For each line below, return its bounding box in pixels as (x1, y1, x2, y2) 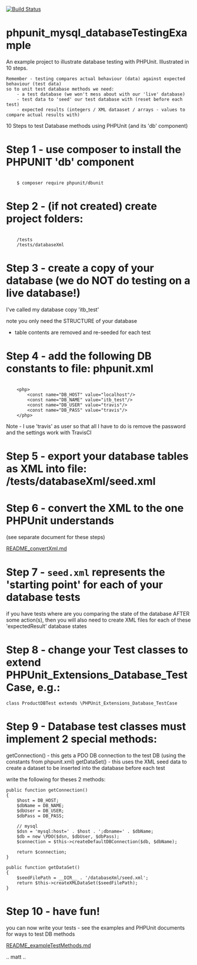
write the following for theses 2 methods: (6, 775, 106, 783)
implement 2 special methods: (6, 732, 158, 745)
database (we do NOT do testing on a (6, 274, 191, 287)
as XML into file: (6, 462, 87, 475)
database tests (6, 591, 81, 604)
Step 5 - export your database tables (6, 450, 189, 462)
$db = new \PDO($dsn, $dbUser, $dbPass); (16, 834, 119, 840)
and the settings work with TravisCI (6, 429, 92, 436)
